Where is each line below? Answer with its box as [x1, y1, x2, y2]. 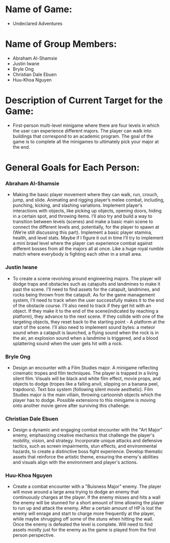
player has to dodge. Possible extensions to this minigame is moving [12, 397, 156, 403]
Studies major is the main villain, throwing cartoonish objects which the [12, 391, 161, 398]
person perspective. [12, 532, 55, 538]
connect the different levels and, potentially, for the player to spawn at [12, 224, 159, 230]
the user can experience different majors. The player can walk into [12, 127, 152, 133]
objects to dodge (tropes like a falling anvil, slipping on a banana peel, [12, 381, 159, 387]
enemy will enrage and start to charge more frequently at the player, [12, 510, 155, 517]
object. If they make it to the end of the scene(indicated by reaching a [12, 308, 159, 314]
